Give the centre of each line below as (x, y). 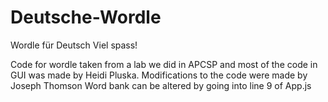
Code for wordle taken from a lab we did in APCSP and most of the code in (164, 64)
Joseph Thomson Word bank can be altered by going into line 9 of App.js (161, 85)
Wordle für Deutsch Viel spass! (74, 45)
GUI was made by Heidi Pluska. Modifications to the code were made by (159, 75)
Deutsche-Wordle (86, 17)
